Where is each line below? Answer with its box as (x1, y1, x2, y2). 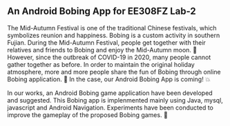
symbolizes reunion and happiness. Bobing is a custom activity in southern (7, 31, 220, 39)
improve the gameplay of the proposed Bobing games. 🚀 (7, 110, 168, 119)
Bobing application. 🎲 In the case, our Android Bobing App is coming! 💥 (7, 75, 211, 83)
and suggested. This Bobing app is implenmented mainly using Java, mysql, (7, 96, 223, 104)
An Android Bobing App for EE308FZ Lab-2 (7, 6, 197, 17)
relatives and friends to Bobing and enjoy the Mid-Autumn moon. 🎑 (7, 45, 198, 54)
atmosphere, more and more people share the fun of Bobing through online (7, 67, 221, 76)
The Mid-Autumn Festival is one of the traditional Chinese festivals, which (7, 23, 217, 32)
